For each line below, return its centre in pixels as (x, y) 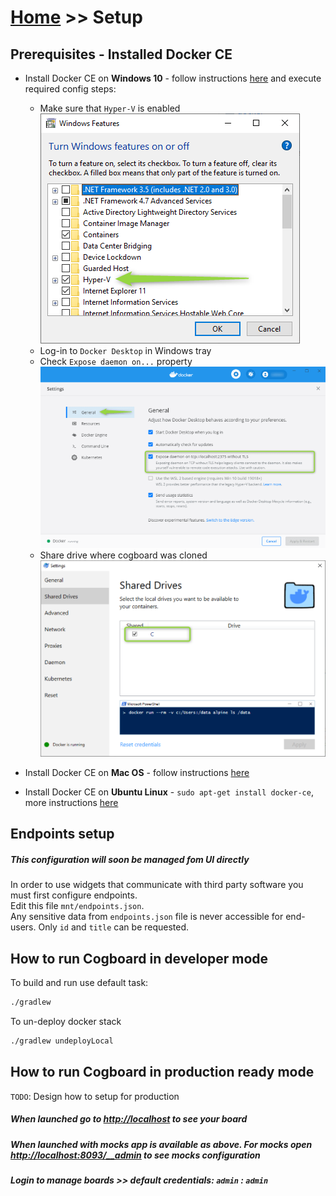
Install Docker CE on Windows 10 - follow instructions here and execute (173, 78)
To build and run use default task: (79, 983)
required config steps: (70, 89)
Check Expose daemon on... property (116, 361)
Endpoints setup (62, 834)
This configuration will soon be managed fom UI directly (130, 859)
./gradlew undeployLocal (62, 1041)
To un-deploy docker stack (66, 1022)
